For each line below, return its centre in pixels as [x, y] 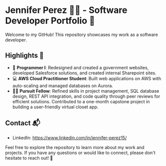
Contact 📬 [23, 123]
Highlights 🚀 [24, 56]
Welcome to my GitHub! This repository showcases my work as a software [82, 34]
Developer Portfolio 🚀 [50, 21]
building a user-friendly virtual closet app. [55, 107]
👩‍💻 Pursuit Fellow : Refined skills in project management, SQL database [86, 91]
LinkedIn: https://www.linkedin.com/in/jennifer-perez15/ [70, 138]
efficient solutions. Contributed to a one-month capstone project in [81, 101]
